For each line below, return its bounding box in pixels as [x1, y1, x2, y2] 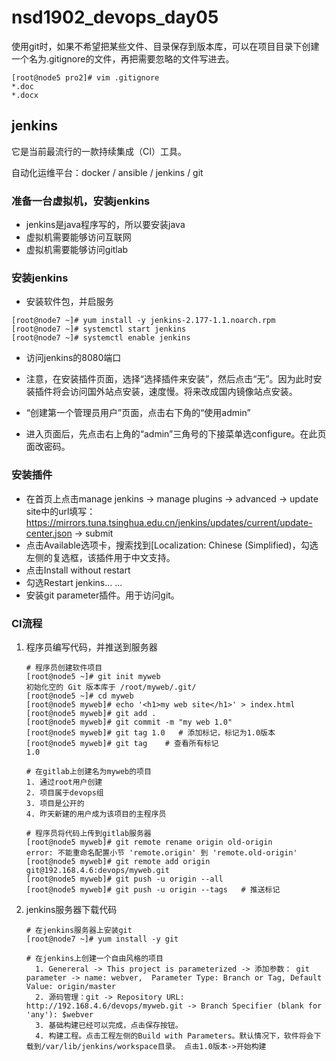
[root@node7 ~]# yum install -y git [25, 934, 179, 944]
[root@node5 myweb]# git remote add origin [25, 856, 211, 866]
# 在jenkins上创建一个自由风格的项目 [25, 953, 164, 963]
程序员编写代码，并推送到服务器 [25, 641, 158, 653]
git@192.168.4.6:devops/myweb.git [25, 865, 170, 875]
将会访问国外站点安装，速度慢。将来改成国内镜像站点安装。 [52, 386, 298, 398]
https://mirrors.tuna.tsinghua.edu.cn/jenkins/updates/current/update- [25, 516, 313, 528]
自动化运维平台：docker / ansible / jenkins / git [11, 166, 204, 178]
